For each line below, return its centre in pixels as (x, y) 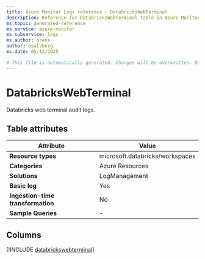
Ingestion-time (32, 196)
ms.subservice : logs (33, 35)
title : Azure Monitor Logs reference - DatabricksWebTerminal (87, 12)
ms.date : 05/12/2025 (33, 52)
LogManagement (124, 176)
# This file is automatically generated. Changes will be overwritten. (99, 62)
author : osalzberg (30, 46)
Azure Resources (124, 166)
